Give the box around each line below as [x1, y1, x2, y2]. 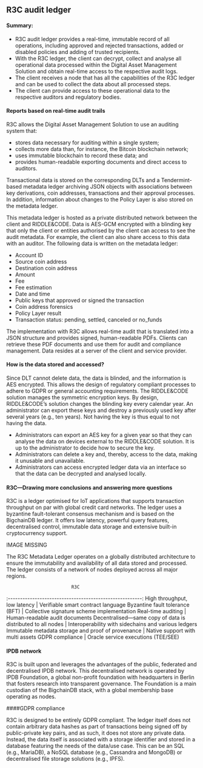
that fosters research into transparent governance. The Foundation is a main [6, 680, 197, 687]
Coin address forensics [15, 303, 73, 310]
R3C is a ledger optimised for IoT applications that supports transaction [6, 497, 184, 505]
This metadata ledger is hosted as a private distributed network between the [6, 214, 198, 221]
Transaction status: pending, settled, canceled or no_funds [15, 315, 162, 323]
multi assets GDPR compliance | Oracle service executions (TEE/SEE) [6, 633, 180, 641]
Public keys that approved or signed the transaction [15, 297, 144, 304]
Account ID [15, 251, 44, 258]
